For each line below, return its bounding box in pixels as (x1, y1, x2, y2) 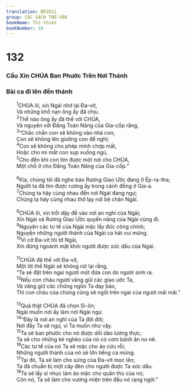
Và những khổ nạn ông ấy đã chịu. (17, 108, 100, 115)
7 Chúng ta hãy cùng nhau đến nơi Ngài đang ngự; (17, 189, 138, 197)
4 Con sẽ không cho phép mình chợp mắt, (17, 141, 117, 150)
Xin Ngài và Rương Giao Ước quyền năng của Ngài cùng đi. (17, 215, 160, 222)
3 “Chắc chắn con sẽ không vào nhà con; (17, 128, 115, 136)
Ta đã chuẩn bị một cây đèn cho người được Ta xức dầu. (17, 362, 154, 369)
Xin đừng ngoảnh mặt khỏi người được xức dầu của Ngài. (17, 243, 155, 250)
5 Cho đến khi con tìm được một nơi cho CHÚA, (17, 155, 130, 163)
